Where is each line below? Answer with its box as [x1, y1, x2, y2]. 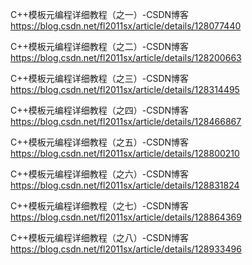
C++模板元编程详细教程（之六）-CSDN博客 [10, 168, 190, 180]
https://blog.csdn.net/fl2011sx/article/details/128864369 [10, 211, 242, 223]
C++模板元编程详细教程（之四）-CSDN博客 [10, 104, 190, 116]
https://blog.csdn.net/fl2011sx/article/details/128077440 [10, 20, 242, 32]
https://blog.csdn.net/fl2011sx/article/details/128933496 [10, 243, 242, 255]
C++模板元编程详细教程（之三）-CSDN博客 [10, 73, 190, 84]
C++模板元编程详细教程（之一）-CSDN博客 [10, 9, 190, 20]
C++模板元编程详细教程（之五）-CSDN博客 [10, 136, 190, 148]
